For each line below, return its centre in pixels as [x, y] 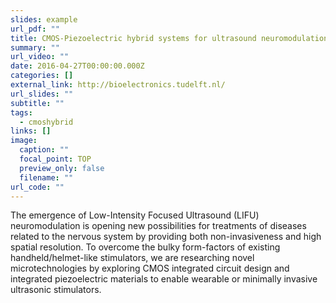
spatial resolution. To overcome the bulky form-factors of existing [145, 247]
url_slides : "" [42, 94]
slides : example [44, 19]
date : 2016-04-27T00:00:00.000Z [77, 66]
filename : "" [46, 177]
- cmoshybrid [46, 122]
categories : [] [42, 76]
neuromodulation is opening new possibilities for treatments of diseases [158, 226]
